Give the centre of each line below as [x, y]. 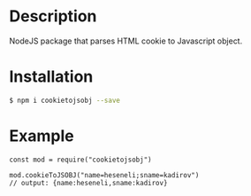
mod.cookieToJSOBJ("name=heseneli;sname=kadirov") [104, 175]
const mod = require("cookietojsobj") [80, 160]
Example [42, 136]
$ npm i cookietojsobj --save [65, 100]
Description [53, 16]
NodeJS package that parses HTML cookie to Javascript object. [126, 41]
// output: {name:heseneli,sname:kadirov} [88, 183]
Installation [51, 77]
